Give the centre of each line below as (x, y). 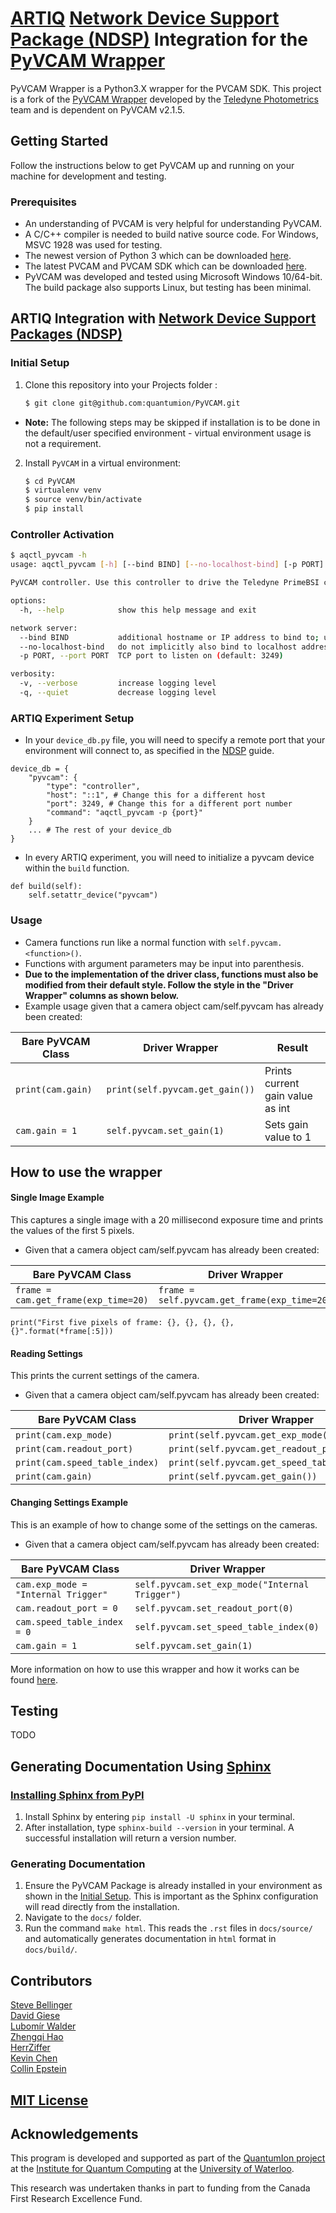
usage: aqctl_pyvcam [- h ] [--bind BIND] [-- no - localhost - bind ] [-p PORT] (167, 565)
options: (28, 601)
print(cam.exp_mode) (64, 1435)
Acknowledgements (74, 2133)
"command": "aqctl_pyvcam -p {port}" (124, 813)
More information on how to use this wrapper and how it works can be (155, 1669)
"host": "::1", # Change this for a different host (156, 795)
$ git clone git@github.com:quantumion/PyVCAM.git (132, 403)
